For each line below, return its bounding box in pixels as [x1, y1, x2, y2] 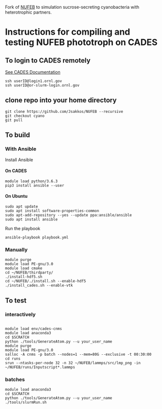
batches [5, 376, 25, 383]
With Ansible [5, 146, 37, 152]
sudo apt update [5, 204, 38, 209]
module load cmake [5, 266, 42, 271]
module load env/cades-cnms [5, 326, 62, 331]
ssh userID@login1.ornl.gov [5, 79, 62, 84]
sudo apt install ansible [5, 217, 58, 222]
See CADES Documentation [5, 69, 61, 75]
